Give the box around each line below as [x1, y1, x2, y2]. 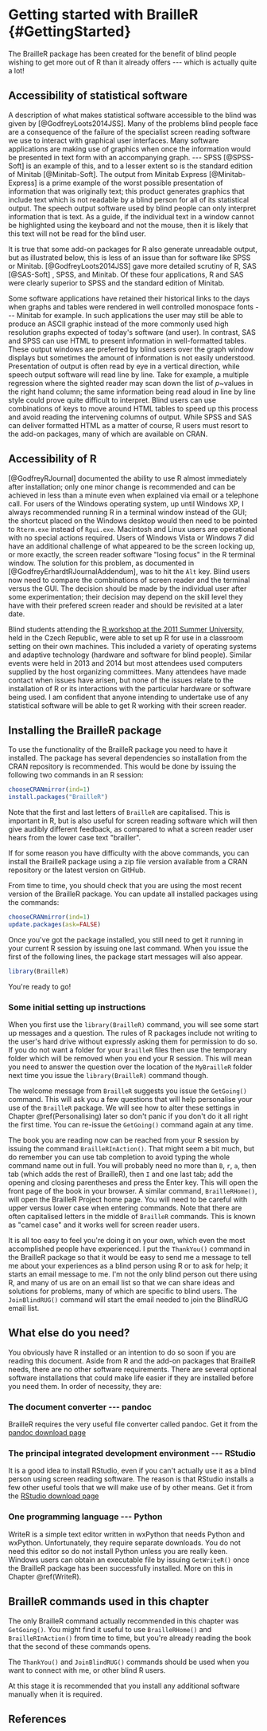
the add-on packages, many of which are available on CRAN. [8, 429, 208, 439]
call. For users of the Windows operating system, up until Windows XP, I [8, 498, 244, 508]
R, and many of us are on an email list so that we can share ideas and [8, 1278, 235, 1288]
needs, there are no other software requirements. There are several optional [8, 1364, 257, 1374]
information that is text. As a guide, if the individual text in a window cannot [8, 211, 254, 221]
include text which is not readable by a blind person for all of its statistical [8, 195, 249, 204]
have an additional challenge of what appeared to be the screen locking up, [8, 541, 256, 551]
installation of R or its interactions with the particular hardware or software [8, 683, 252, 693]
